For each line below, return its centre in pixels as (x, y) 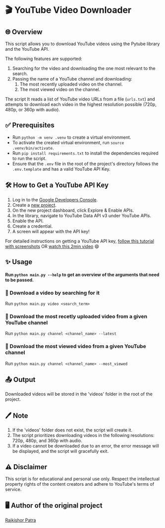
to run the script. (29, 158)
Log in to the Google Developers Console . (55, 199)
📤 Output (20, 380)
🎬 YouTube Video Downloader (68, 10)
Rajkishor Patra (21, 520)
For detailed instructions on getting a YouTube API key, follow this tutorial (80, 241)
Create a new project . (34, 205)
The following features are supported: (44, 59)
